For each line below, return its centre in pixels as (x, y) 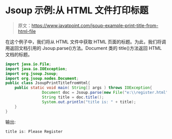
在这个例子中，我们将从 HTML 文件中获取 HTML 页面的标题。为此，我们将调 (86, 42)
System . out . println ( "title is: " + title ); (89, 102)
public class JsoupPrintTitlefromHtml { (48, 83)
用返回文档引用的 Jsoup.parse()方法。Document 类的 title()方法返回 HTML (84, 48)
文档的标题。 (19, 54)
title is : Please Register (34, 131)
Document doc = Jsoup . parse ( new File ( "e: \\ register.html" (105, 93)
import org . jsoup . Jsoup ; (32, 74)
